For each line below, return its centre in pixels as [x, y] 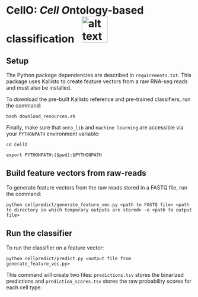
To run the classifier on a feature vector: [55, 248]
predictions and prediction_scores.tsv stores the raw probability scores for [99, 281]
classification [40, 39]
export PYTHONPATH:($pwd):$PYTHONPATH [54, 155]
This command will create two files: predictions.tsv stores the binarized [95, 274]
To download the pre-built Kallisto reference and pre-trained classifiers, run [98, 99]
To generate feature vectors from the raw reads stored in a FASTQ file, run [97, 187]
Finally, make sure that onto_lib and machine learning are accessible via [95, 127]
